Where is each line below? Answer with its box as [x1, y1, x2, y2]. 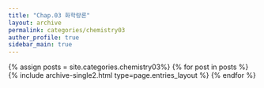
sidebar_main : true [8, 41, 73, 49]
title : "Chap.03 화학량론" [8, 11, 91, 20]
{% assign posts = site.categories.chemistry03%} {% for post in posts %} [8, 62, 249, 71]
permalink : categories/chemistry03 [8, 26, 126, 34]
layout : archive [8, 19, 62, 27]
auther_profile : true [8, 33, 80, 42]
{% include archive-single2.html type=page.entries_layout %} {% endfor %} [8, 71, 257, 80]
